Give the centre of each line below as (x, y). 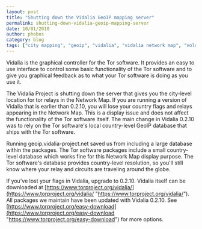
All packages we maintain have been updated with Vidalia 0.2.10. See (92, 200)
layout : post (23, 12)
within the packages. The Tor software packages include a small (86, 150)
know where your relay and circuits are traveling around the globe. (88, 169)
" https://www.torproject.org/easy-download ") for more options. (85, 219)
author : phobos (25, 34)
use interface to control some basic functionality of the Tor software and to (99, 69)
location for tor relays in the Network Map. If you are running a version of (97, 99)
